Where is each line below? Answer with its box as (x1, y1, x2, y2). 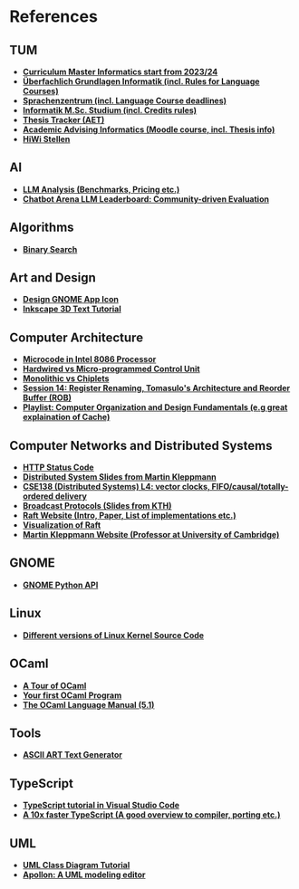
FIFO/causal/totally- (211, 482, 289, 492)
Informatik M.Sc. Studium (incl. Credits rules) (22, 105, 198, 115)
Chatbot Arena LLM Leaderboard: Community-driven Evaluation (22, 193, 270, 205)
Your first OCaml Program (22, 690, 122, 701)
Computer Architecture (9, 330, 143, 345)
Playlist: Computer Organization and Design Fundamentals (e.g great (22, 402, 288, 413)
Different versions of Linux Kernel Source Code (22, 629, 205, 640)
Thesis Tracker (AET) (22, 115, 105, 125)
